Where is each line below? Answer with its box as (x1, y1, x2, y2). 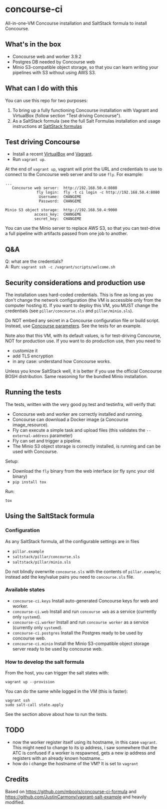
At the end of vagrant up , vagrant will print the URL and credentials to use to (5, 166, 162, 172)
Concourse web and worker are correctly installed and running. (12, 411, 143, 417)
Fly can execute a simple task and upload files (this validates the (12, 427, 145, 433)
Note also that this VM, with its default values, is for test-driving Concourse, (5, 333, 161, 338)
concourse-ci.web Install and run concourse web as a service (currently (12, 608, 156, 614)
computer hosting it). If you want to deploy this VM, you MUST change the (5, 303, 158, 308)
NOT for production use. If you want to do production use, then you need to (5, 338, 161, 344)
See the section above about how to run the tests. (5, 711, 108, 717)
